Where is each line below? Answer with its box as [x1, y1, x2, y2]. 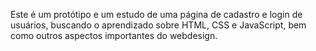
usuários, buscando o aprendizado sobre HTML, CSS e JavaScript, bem [10, 19, 307, 31]
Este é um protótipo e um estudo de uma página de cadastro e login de [10, 9, 303, 20]
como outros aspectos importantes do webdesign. [10, 30, 218, 41]
